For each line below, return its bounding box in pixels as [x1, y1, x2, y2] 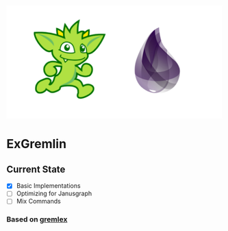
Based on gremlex [6, 215, 68, 224]
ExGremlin [6, 136, 66, 152]
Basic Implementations [16, 182, 81, 190]
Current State [6, 163, 66, 175]
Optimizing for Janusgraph [16, 189, 92, 197]
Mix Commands [16, 197, 61, 206]
